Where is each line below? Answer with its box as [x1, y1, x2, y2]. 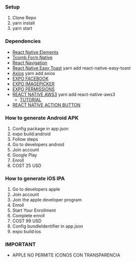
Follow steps [12, 136, 39, 142]
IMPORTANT [5, 241, 36, 248]
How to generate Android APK [5, 114, 79, 121]
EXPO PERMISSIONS [12, 86, 55, 92]
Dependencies [5, 38, 41, 45]
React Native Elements [12, 49, 58, 55]
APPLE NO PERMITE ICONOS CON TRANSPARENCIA [12, 252, 120, 258]
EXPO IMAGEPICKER [12, 81, 55, 87]
